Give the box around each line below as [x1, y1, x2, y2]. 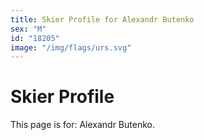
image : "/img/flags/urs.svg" [10, 42, 132, 53]
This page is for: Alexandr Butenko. [10, 119, 155, 131]
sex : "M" [10, 24, 47, 34]
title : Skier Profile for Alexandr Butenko [10, 14, 195, 25]
